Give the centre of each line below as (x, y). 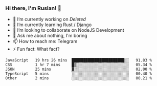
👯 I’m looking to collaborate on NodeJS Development (68, 30)
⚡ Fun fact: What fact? (36, 49)
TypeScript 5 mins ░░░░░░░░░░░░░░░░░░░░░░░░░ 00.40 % (79, 74)
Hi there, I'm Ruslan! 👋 (33, 8)
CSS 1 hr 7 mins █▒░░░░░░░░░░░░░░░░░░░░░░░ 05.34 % (79, 65)
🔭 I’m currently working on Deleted (49, 19)
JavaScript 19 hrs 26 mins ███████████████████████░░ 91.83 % (79, 60)
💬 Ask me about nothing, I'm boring (50, 36)
